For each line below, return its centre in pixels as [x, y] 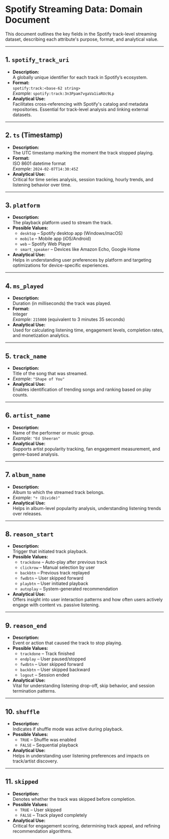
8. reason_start [29, 534]
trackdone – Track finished [47, 654]
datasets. [22, 115]
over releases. [27, 514]
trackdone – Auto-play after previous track [64, 562]
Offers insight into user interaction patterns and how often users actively [88, 600]
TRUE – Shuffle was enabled [48, 740]
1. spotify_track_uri [37, 60]
